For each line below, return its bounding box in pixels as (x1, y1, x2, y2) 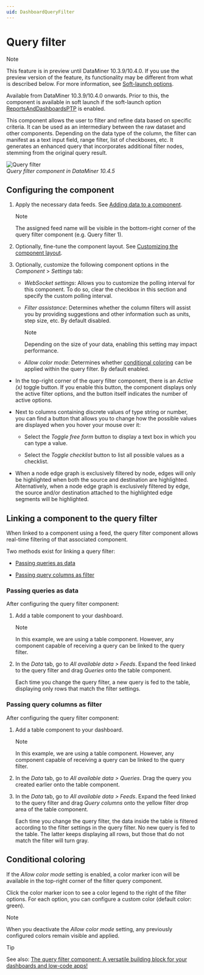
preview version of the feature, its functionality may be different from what (6, 74, 193, 81)
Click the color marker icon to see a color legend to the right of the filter (6, 889, 187, 896)
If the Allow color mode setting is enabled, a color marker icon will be (6, 870, 180, 878)
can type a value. (24, 440, 68, 447)
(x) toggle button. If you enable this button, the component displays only (15, 384, 197, 391)
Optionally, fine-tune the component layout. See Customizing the (15, 243, 178, 250)
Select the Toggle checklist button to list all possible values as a (24, 451, 185, 459)
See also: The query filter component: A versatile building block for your (6, 956, 188, 963)
